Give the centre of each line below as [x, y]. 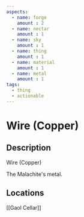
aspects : [17, 12]
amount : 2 [31, 23]
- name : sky [27, 40]
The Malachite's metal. [34, 174]
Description [28, 148]
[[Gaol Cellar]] [24, 207]
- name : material [33, 62]
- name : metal [29, 74]
